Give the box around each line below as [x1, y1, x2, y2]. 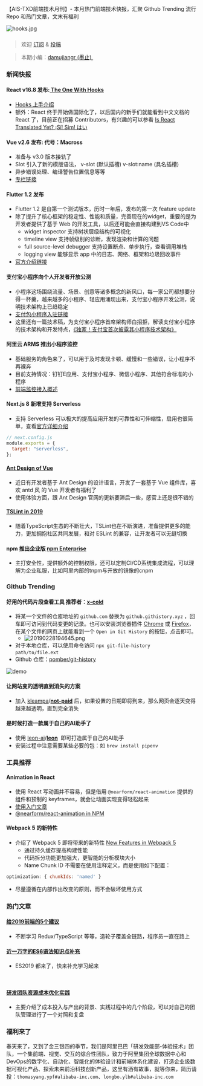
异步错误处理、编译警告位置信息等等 [14, 168, 106, 175]
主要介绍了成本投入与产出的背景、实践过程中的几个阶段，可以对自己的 [14, 1003, 190, 1011]
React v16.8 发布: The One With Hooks [6, 86, 105, 94]
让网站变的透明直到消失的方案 [6, 682, 80, 689]
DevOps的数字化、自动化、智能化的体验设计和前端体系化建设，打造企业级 [6, 1058, 190, 1065]
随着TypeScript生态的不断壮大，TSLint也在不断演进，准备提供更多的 [14, 522, 185, 529]
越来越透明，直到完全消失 [14, 704, 79, 712]
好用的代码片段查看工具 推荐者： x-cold [6, 598, 104, 605]
